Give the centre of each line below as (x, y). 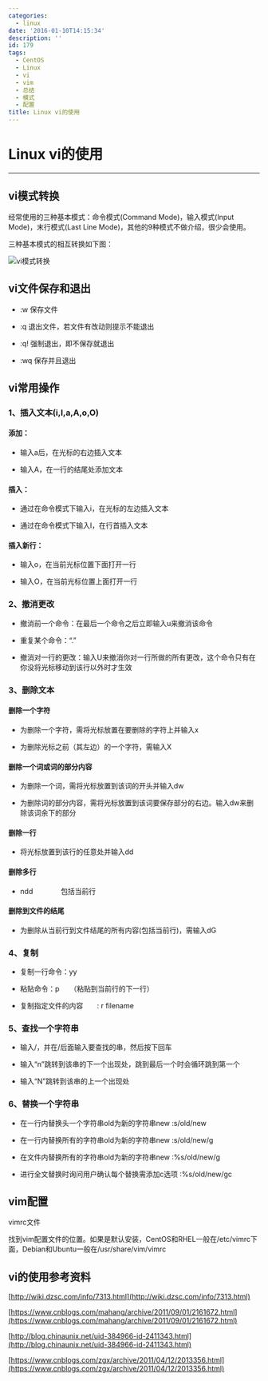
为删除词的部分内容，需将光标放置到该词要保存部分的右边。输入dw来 (133, 803)
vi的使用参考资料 (50, 1277)
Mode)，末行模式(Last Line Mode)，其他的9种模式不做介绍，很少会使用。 (129, 227)
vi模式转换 (34, 196)
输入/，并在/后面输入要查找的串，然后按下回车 (96, 1048)
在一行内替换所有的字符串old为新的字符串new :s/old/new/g (116, 1140)
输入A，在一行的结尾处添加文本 (71, 469)
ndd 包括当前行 (58, 891)
